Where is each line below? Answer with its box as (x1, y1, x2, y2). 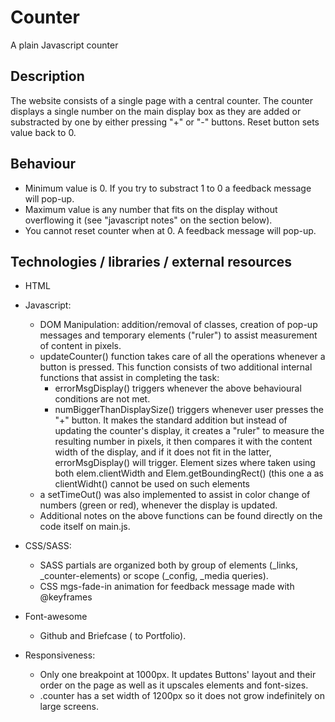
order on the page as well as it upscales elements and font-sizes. (39, 679, 309, 691)
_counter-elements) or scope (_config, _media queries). (39, 570, 269, 582)
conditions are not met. (54, 393, 151, 405)
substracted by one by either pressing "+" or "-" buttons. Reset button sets (10, 116, 320, 128)
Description (10, 68, 85, 85)
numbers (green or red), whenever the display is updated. (39, 499, 278, 511)
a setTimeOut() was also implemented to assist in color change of (39, 489, 311, 501)
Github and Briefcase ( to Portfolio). (39, 630, 187, 642)
